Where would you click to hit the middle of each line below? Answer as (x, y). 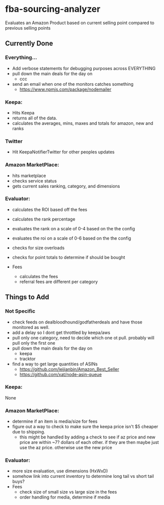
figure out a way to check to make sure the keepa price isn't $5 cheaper (85, 427)
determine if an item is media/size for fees (55, 421)
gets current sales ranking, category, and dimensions (66, 186)
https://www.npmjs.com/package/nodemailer (65, 89)
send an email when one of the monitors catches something (73, 84)
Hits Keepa (23, 112)
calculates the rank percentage (44, 219)
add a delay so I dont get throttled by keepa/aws (61, 332)
